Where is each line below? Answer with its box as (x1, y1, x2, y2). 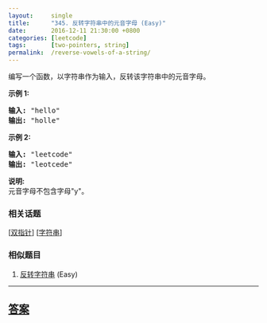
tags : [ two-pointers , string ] (8, 41, 130, 49)
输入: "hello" (8, 106, 60, 115)
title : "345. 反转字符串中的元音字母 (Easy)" (8, 19, 166, 27)
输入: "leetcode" (8, 150, 73, 159)
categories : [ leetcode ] (8, 33, 87, 42)
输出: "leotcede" (8, 160, 73, 168)
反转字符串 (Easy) (19, 269, 78, 279)
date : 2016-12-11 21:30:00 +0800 (8, 26, 141, 34)
